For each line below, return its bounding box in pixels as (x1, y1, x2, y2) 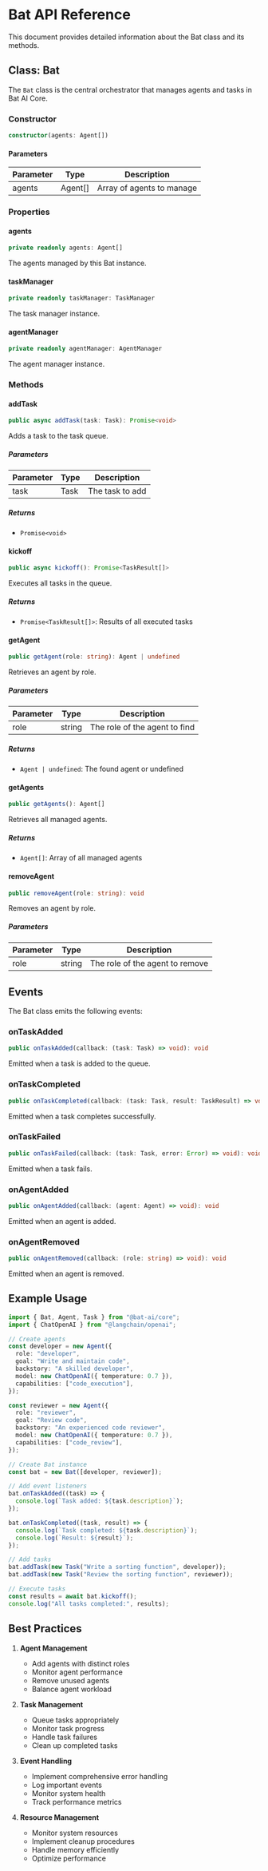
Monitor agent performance (31, 1667, 124, 1677)
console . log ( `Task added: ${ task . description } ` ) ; (15, 1497, 183, 1505)
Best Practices (8, 1622, 82, 1635)
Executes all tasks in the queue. (8, 578, 112, 588)
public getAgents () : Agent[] (8, 800, 105, 808)
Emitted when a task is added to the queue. (8, 1059, 151, 1068)
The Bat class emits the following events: (8, 1007, 143, 1016)
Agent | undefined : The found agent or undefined (19, 765, 183, 774)
